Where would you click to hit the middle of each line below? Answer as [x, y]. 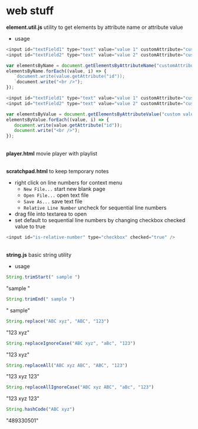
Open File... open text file [56, 195]
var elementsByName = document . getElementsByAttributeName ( [82, 65]
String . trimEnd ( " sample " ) [41, 299]
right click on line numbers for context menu [68, 183]
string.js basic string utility [39, 255]
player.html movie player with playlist [52, 154]
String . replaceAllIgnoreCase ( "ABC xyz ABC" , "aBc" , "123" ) [80, 387]
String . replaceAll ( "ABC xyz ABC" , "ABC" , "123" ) [67, 365]
